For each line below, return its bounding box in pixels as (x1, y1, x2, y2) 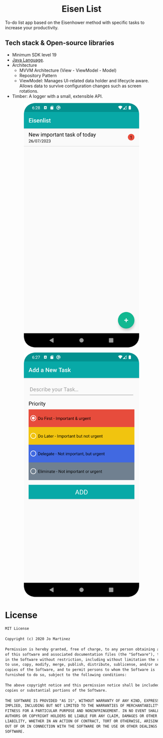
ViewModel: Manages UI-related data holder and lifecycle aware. (19, 78, 149, 83)
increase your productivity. (5, 24, 59, 30)
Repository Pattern (19, 72, 57, 78)
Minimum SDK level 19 (12, 52, 57, 58)
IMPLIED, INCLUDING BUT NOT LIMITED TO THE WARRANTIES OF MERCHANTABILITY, (5, 703, 162, 708)
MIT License (5, 626, 29, 631)
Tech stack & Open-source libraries (5, 39, 114, 47)
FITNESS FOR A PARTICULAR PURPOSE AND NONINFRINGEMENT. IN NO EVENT (5, 708, 147, 714)
